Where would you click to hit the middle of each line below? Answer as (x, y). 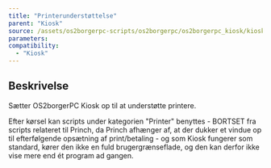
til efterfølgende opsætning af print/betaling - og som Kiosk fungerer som (131, 138)
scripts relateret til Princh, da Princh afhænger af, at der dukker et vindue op (135, 129)
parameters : (28, 38)
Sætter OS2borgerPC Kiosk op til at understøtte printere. (102, 105)
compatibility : (34, 46)
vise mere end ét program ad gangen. (71, 155)
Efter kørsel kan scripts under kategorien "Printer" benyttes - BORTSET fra (132, 121)
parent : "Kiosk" (35, 23)
